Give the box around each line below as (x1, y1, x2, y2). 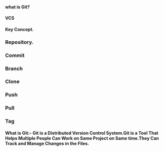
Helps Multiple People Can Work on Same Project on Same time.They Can (5, 135, 159, 141)
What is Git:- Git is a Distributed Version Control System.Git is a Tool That (5, 130, 159, 136)
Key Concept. (5, 26, 34, 32)
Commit (5, 52, 25, 59)
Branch (5, 65, 23, 72)
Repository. (5, 38, 34, 45)
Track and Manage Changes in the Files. (5, 140, 89, 146)
